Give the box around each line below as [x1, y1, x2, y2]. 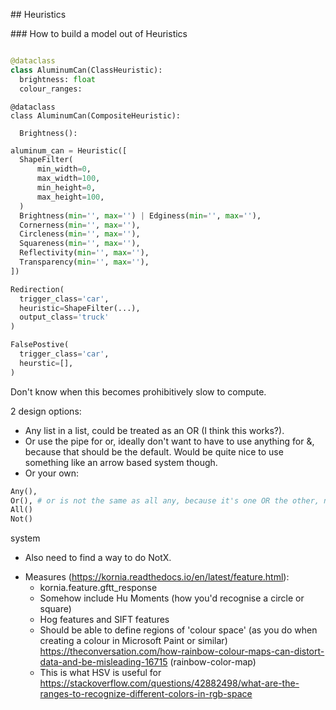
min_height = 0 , [36, 183, 97, 193]
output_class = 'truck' [19, 312, 110, 323]
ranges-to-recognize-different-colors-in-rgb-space [39, 688, 253, 700]
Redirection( [10, 284, 65, 294]
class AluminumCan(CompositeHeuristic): [10, 110, 182, 121]
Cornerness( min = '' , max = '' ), [19, 220, 141, 230]
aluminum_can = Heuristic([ [10, 145, 128, 156]
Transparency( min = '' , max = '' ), [19, 257, 150, 267]
